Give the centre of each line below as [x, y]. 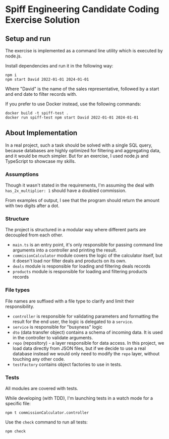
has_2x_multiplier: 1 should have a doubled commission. [66, 191]
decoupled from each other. [34, 235]
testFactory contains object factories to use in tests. [67, 364]
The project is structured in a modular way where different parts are [76, 230]
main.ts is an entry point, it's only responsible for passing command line [88, 245]
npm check [16, 431]
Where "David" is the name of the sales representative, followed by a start [82, 89]
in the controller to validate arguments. [53, 337]
